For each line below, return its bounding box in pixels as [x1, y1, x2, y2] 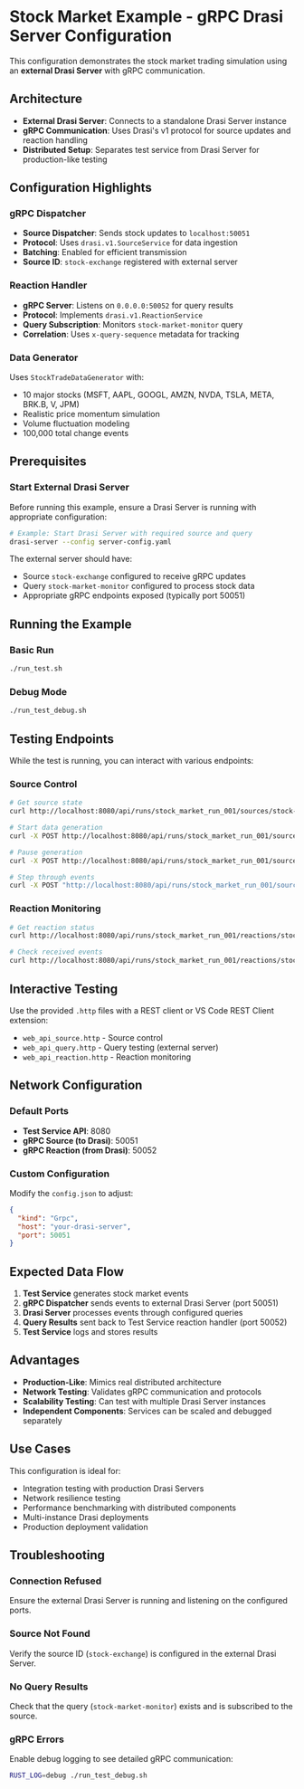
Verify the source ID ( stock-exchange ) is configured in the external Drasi [9, 1648, 277, 1659]
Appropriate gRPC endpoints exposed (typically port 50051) [22, 590, 246, 601]
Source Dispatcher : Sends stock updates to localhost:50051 [22, 228, 251, 239]
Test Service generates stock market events [22, 1288, 189, 1299]
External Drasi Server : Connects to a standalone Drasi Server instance [22, 115, 287, 126]
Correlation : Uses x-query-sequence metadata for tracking [22, 328, 240, 339]
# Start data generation [9, 823, 103, 833]
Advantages [9, 1353, 80, 1368]
